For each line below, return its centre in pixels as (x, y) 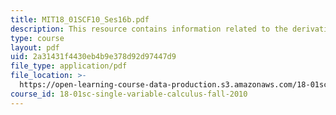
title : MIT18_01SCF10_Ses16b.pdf (80, 19)
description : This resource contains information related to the (149, 29)
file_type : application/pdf (69, 66)
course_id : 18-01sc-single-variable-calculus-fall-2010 (129, 94)
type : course (37, 38)
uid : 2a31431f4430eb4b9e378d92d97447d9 (93, 57)
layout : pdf (35, 47)
